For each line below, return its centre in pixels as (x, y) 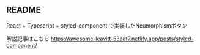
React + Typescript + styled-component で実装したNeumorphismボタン (97, 25)
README (24, 10)
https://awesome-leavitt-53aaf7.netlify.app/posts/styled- (122, 38)
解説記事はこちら (28, 38)
